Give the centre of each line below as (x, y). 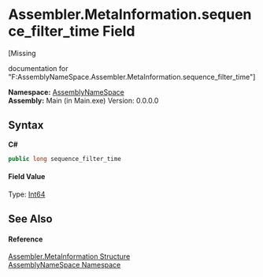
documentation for (38, 68)
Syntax (26, 125)
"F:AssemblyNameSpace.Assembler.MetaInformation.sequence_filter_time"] (132, 77)
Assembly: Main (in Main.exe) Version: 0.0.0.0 (83, 100)
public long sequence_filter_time (65, 159)
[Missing (22, 53)
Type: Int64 (27, 194)
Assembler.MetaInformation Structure (69, 256)
